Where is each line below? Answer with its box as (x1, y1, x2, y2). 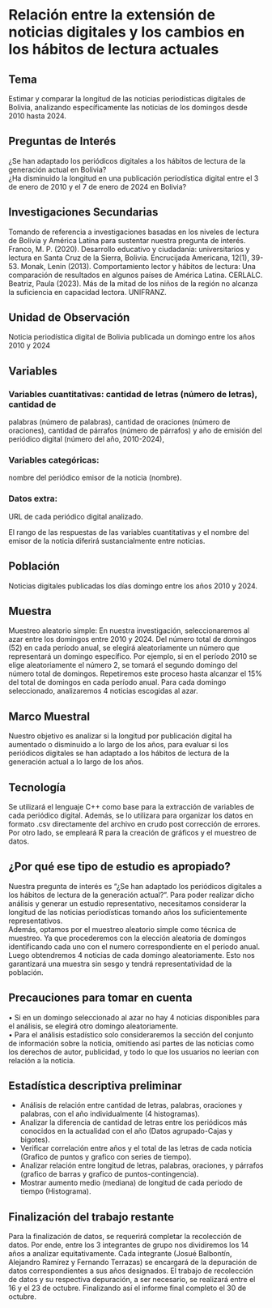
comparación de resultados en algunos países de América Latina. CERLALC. (8, 270, 263, 280)
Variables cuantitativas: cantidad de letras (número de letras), (8, 388, 257, 400)
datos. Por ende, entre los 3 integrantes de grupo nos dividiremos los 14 (8, 1240, 249, 1250)
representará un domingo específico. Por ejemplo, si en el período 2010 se (8, 652, 257, 661)
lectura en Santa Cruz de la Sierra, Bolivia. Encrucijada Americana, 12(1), (8, 253, 249, 263)
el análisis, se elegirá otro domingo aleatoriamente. (8, 1021, 179, 1031)
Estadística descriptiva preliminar (8, 1079, 182, 1092)
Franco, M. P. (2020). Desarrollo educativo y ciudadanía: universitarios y (8, 244, 250, 254)
